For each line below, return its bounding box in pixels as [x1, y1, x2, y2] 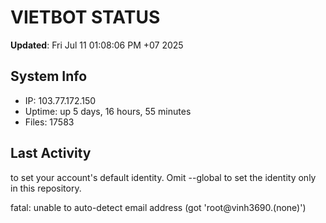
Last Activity [10, 145, 92, 162]
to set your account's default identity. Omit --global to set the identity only [10, 171, 317, 183]
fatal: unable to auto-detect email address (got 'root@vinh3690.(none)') [10, 201, 307, 213]
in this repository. [10, 182, 82, 194]
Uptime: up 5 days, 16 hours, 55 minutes [24, 105, 192, 117]
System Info [10, 68, 88, 85]
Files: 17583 [24, 116, 75, 128]
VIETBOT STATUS [10, 6, 161, 29]
